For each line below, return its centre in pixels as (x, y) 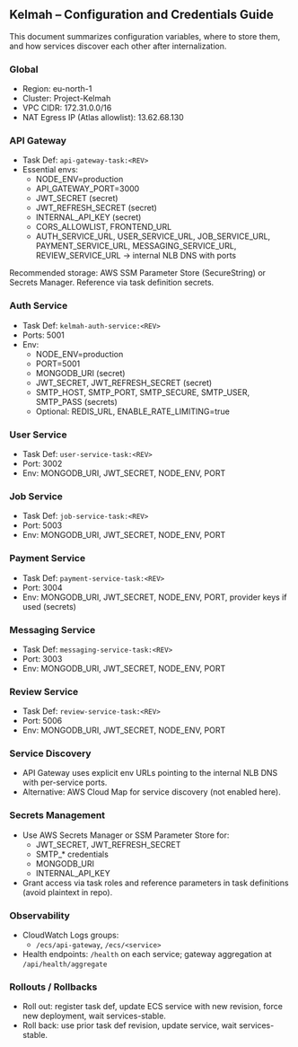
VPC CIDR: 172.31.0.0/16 (67, 108)
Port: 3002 (42, 463)
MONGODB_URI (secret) (80, 373)
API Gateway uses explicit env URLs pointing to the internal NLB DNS (150, 773)
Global (24, 69)
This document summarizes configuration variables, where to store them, (145, 36)
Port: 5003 (42, 525)
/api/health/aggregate (65, 964)
